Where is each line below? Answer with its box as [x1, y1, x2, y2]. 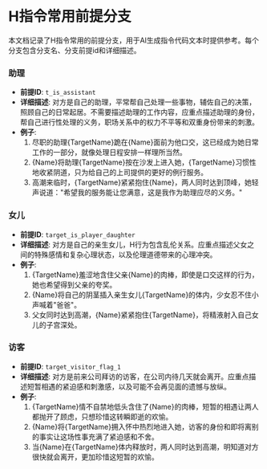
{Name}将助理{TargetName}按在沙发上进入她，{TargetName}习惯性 [31, 157, 257, 167]
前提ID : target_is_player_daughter [19, 230, 136, 239]
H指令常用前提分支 [8, 7, 131, 26]
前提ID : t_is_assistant [19, 88, 96, 97]
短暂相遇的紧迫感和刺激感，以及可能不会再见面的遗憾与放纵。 [26, 381, 231, 391]
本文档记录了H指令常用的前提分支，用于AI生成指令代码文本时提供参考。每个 [8, 35, 259, 45]
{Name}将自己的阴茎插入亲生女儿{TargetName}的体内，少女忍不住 [31, 290, 253, 300]
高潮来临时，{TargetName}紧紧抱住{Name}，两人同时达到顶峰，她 [31, 177, 253, 187]
